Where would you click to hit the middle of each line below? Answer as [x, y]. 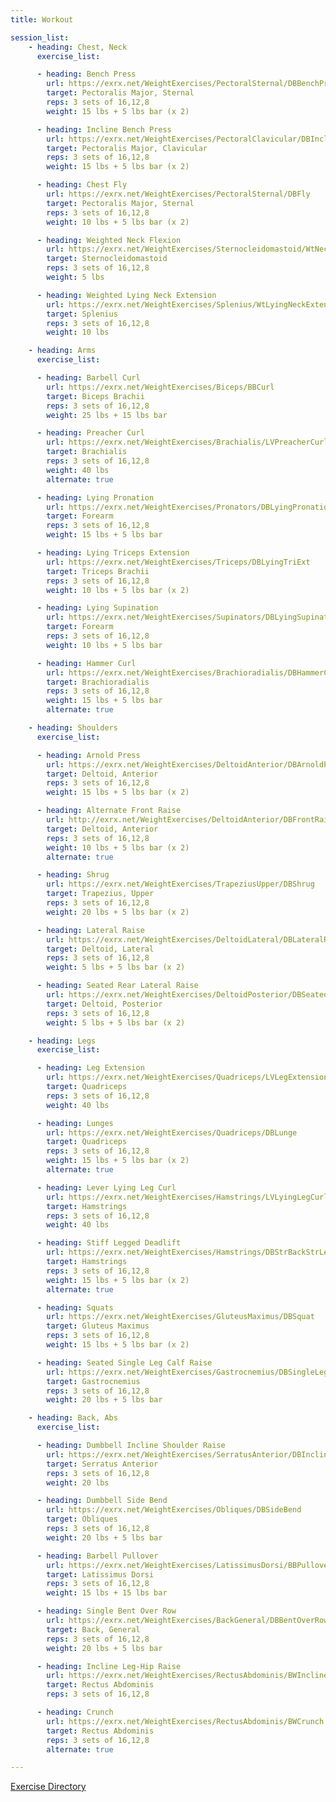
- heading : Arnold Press [88, 755]
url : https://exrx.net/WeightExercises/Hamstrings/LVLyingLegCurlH [189, 1197]
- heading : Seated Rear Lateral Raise [117, 986]
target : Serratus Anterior [102, 1464]
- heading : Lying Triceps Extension [113, 553]
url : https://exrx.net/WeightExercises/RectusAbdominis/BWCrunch [185, 1721]
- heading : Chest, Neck [78, 47]
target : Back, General [93, 1629]
